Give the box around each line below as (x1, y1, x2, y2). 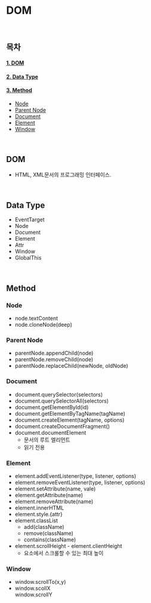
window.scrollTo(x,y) (14, 578, 66, 586)
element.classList (14, 517, 58, 524)
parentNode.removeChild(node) (14, 356, 94, 363)
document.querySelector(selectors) (14, 391, 103, 398)
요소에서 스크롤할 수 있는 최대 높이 (23, 549, 104, 556)
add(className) (23, 523, 64, 530)
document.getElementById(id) (14, 403, 89, 410)
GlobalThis (14, 254, 42, 261)
